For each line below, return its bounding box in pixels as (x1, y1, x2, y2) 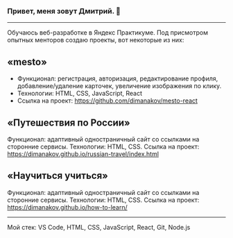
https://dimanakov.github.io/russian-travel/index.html (7, 149, 159, 158)
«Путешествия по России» (7, 117, 130, 128)
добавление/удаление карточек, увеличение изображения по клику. (17, 82, 222, 90)
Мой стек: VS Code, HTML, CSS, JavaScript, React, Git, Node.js (7, 223, 191, 231)
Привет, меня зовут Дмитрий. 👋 (7, 6, 121, 16)
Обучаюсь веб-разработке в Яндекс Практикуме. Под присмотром (7, 28, 208, 37)
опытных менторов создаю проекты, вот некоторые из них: (7, 36, 184, 44)
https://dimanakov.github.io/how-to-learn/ (7, 203, 128, 211)
